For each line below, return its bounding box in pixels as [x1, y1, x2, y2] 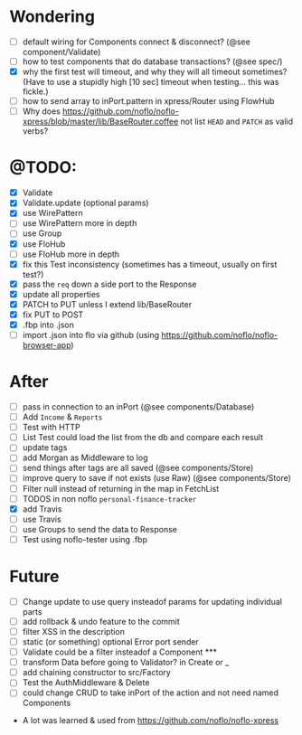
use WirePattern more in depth [22, 218, 137, 229]
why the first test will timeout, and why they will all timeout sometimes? [22, 66, 288, 78]
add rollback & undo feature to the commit [22, 616, 181, 627]
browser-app [22, 340, 71, 351]
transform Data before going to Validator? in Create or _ [22, 657, 230, 668]
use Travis [22, 514, 61, 524]
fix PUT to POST [22, 309, 84, 320]
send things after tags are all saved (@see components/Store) [22, 463, 254, 474]
